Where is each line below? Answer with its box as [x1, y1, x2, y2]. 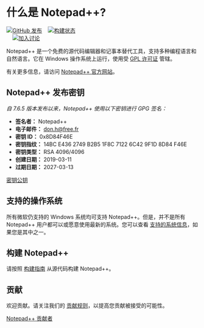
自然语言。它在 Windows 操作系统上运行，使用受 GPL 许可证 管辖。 [6, 55, 176, 62]
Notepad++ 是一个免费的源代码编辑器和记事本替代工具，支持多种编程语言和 [6, 47, 197, 55]
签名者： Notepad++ [15, 117, 67, 125]
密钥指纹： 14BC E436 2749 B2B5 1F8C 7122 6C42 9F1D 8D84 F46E [15, 141, 188, 148]
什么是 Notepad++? [6, 5, 107, 19]
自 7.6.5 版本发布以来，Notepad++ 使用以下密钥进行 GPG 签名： [6, 105, 167, 112]
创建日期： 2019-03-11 [15, 156, 72, 163]
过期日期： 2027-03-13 [15, 163, 74, 170]
